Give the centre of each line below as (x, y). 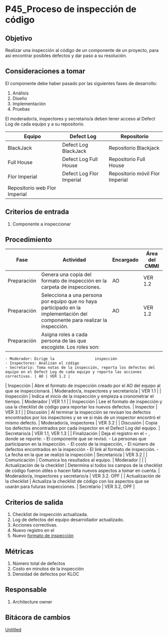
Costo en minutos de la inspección (48, 569)
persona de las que (64, 341)
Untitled (13, 629)
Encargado (125, 260)
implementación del (64, 314)
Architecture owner (32, 601)
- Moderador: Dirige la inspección (61, 359)
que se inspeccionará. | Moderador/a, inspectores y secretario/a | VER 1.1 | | (83, 391)
